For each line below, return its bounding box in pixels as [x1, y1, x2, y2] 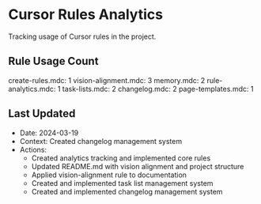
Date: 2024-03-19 [19, 128, 79, 138]
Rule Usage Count [8, 55, 99, 68]
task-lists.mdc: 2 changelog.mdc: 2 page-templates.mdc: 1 [62, 84, 254, 93]
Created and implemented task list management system [31, 178, 214, 187]
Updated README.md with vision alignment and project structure [31, 161, 244, 171]
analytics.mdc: [8, 84, 56, 93]
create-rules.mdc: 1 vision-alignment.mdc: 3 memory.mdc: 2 [8, 75, 206, 85]
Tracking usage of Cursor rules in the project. [8, 32, 157, 41]
